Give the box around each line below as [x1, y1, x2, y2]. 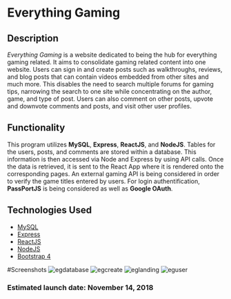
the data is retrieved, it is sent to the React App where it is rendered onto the [7, 162, 224, 171]
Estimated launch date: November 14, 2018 [7, 282, 154, 292]
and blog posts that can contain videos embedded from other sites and [7, 73, 209, 81]
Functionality [7, 122, 66, 134]
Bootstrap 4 [17, 252, 51, 260]
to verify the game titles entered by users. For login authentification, [7, 177, 200, 185]
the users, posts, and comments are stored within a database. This [7, 147, 197, 156]
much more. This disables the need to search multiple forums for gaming [7, 80, 214, 88]
